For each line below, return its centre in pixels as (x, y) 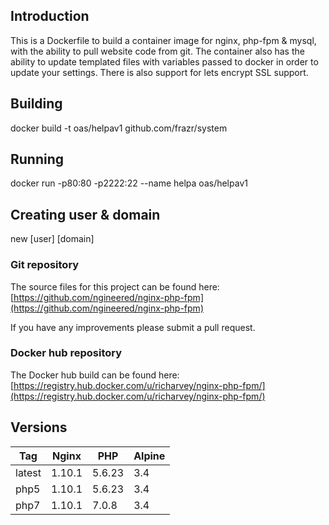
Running (37, 159)
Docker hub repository (66, 353)
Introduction (50, 16)
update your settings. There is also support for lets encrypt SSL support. (159, 72)
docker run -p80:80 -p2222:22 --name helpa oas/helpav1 (129, 183)
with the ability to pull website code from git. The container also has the (157, 51)
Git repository (45, 265)
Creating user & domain (85, 214)
